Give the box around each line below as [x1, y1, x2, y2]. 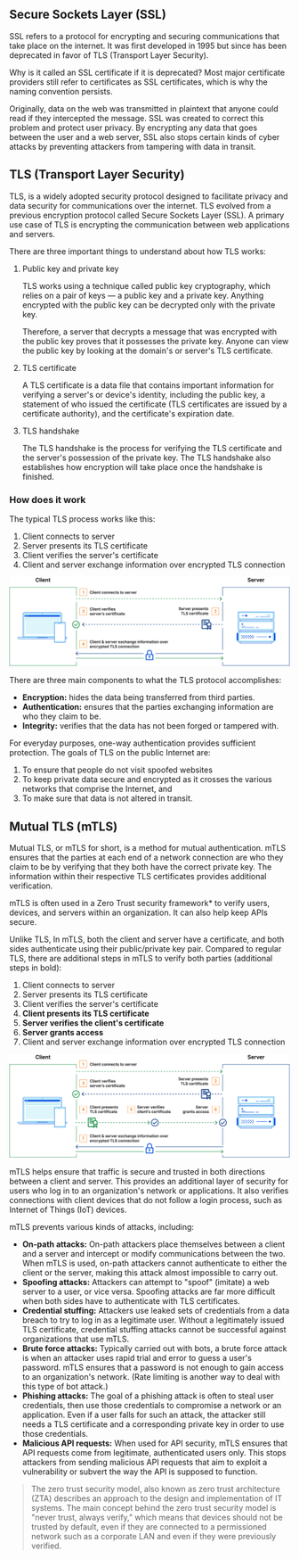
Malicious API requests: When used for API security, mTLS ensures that [21, 1438, 287, 1448]
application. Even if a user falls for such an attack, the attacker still [21, 1409, 266, 1420]
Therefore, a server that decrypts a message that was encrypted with [21, 326, 278, 337]
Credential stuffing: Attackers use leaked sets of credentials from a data [21, 1305, 290, 1316]
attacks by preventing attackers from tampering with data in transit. [9, 141, 256, 152]
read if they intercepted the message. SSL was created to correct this [9, 112, 264, 123]
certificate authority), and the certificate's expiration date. [21, 408, 235, 418]
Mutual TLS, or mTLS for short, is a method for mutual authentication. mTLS [9, 843, 287, 854]
